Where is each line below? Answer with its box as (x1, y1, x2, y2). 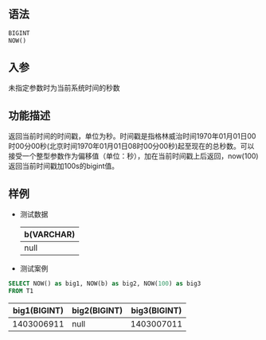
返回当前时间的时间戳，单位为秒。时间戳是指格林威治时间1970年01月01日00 (8, 131, 256, 141)
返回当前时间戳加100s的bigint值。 (8, 162, 119, 171)
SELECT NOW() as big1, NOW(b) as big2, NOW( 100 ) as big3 (8, 279, 201, 287)
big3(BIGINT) (131, 305, 182, 316)
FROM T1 (8, 287, 34, 295)
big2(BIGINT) (71, 305, 123, 316)
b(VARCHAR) (23, 229, 76, 240)
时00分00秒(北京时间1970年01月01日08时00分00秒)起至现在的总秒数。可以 (8, 142, 255, 151)
